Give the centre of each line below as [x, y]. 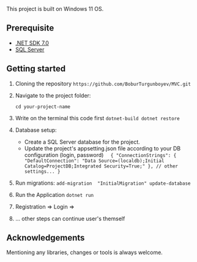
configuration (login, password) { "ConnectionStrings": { [100, 155]
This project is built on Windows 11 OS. [55, 9]
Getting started [36, 69]
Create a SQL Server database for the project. [82, 142]
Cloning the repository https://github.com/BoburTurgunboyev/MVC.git [103, 83]
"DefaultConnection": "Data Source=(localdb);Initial [94, 161]
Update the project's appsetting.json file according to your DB [102, 148]
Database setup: [36, 130]
